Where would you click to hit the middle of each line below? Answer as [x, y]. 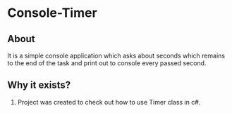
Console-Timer [52, 13]
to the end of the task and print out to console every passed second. [107, 63]
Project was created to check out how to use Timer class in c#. [109, 102]
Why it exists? [39, 85]
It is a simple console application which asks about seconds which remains [116, 55]
